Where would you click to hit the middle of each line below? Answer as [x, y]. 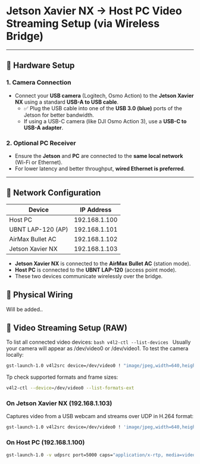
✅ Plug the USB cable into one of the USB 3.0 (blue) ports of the [103, 108]
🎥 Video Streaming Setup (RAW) [67, 328]
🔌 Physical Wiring [40, 295]
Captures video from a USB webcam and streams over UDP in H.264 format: [100, 416]
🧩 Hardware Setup [40, 66]
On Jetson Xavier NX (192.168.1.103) [59, 403]
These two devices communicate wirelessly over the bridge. [89, 276]
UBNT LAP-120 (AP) [39, 229]
